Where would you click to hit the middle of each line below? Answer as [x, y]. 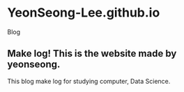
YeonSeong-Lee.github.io [84, 13]
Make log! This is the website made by [92, 54]
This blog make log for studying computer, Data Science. [89, 81]
